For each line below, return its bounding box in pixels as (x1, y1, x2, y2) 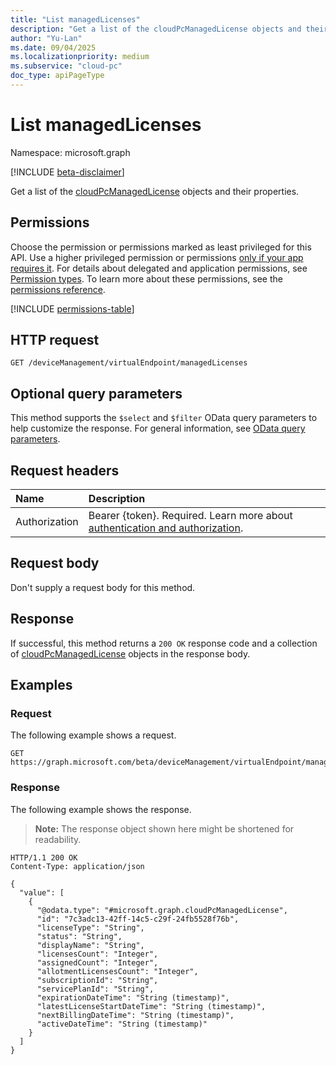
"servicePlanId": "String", (36, 984, 155, 994)
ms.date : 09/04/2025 (10, 42, 97, 53)
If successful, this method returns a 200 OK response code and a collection (10, 637, 318, 649)
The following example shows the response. (10, 803, 192, 815)
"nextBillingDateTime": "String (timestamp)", (36, 1010, 235, 1020)
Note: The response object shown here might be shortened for (34, 822, 295, 835)
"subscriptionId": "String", (36, 975, 159, 985)
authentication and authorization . (88, 521, 244, 535)
